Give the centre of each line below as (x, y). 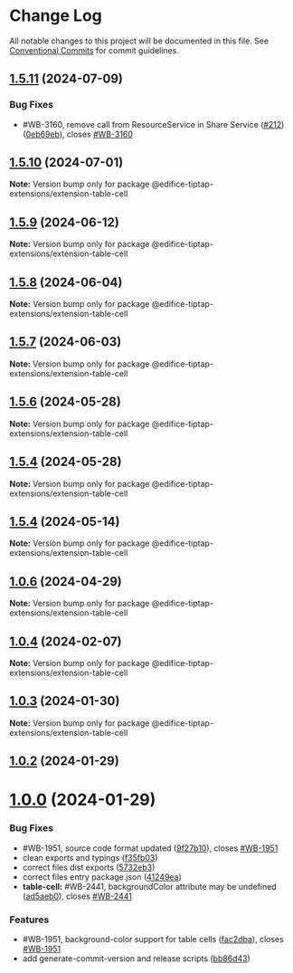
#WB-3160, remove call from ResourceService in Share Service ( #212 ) (153, 124)
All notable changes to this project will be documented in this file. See (139, 41)
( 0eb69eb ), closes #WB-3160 (78, 134)
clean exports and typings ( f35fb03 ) (90, 857)
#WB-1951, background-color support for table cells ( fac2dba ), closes (153, 939)
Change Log (56, 16)
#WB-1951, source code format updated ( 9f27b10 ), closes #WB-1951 (150, 848)
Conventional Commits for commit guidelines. (94, 50)
